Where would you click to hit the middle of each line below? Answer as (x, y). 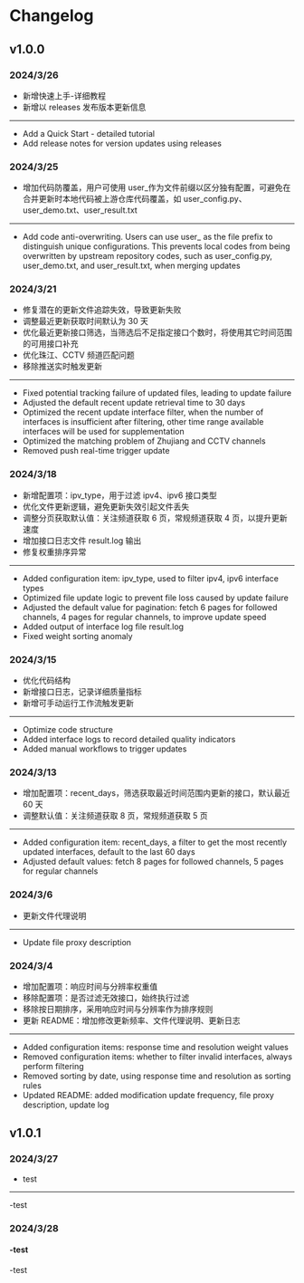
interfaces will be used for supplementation (104, 432)
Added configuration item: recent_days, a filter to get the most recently (155, 842)
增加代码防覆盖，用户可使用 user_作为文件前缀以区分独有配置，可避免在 (157, 187)
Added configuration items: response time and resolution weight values (156, 1047)
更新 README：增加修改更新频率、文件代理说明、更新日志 (131, 1020)
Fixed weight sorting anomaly (77, 636)
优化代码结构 (46, 681)
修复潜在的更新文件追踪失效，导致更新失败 (102, 310)
